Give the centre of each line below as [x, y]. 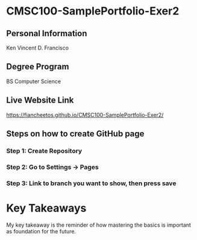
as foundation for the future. [41, 231]
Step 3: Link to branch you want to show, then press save [91, 183]
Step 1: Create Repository [44, 151]
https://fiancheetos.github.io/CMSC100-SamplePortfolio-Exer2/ [85, 115]
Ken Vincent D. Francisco [38, 48]
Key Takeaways [46, 208]
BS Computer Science [34, 81]
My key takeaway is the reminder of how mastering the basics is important [99, 225]
